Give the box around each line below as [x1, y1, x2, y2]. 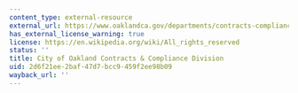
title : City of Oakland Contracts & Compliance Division [9, 54, 224, 63]
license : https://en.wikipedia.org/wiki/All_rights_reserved [9, 37, 240, 47]
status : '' [9, 46, 50, 55]
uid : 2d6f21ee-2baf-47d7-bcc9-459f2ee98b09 [9, 63, 173, 72]
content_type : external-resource [9, 12, 133, 22]
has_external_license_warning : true [9, 29, 145, 38]
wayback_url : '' [9, 71, 69, 80]
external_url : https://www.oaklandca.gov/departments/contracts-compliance [9, 21, 295, 30]
